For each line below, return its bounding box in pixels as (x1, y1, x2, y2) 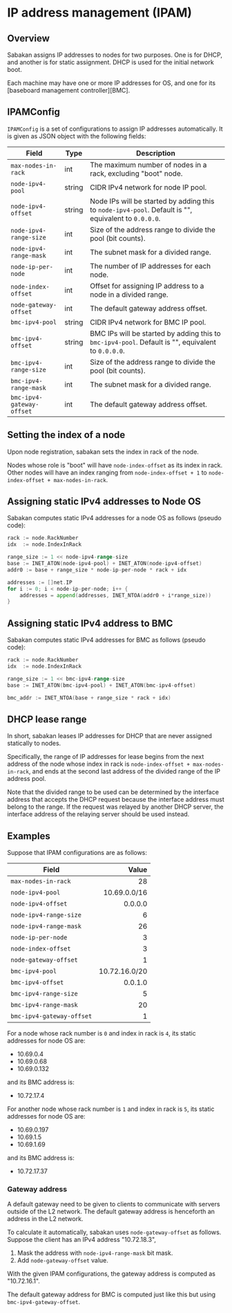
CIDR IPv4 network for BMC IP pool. (89, 317, 206, 327)
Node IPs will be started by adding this (89, 196, 215, 205)
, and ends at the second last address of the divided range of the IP (28, 767, 221, 775)
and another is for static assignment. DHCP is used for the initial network (7, 58, 214, 66)
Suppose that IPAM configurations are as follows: (7, 849, 147, 857)
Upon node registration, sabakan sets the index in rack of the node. (7, 448, 199, 456)
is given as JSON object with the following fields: (7, 131, 146, 140)
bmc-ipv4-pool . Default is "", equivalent (89, 337, 216, 347)
